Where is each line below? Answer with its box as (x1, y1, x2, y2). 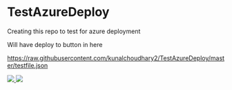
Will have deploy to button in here (7, 40, 103, 48)
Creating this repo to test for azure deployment (7, 27, 141, 35)
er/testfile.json (7, 61, 48, 69)
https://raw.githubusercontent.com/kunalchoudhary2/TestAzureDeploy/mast (7, 53, 225, 62)
